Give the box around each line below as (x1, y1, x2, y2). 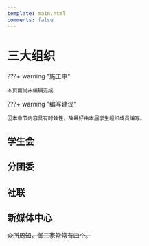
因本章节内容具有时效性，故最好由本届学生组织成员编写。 (7, 115, 146, 122)
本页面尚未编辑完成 (7, 87, 54, 94)
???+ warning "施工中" (7, 72, 71, 80)
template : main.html (7, 10, 67, 17)
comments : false (7, 16, 54, 23)
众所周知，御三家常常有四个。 (7, 232, 91, 240)
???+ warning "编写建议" (7, 100, 77, 109)
